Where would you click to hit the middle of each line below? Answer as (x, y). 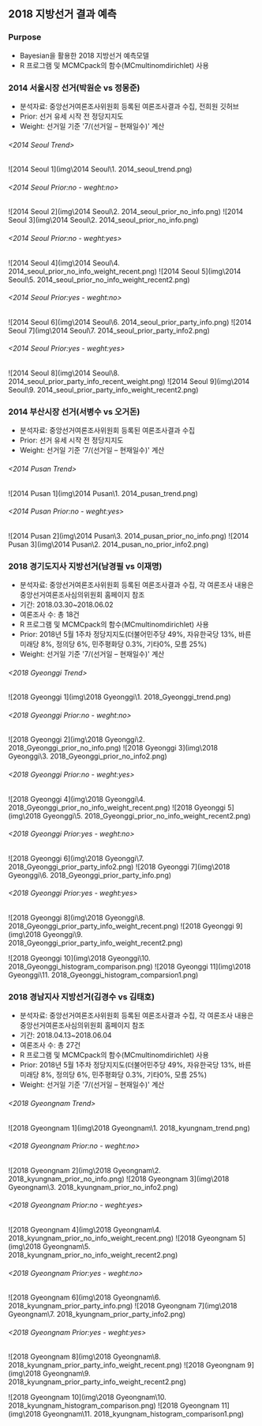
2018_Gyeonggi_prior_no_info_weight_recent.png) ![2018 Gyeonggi (117, 807)
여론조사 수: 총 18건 (50, 614)
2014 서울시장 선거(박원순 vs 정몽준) (74, 88)
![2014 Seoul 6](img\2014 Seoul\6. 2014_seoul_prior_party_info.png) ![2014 (130, 322)
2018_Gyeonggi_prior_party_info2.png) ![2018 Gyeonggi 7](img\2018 (119, 867)
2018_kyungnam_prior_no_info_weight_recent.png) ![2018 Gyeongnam (123, 1238)
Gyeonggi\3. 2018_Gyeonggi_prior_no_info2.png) (88, 756)
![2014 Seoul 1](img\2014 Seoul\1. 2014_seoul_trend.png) (100, 169)
